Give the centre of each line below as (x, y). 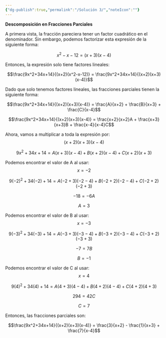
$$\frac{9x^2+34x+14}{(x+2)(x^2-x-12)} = (51, 74)
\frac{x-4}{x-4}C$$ (94, 125)
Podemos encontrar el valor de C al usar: (47, 268)
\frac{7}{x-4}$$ (84, 330)
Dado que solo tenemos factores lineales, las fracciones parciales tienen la (82, 89)
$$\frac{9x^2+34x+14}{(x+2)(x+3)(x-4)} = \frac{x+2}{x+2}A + (73, 119)
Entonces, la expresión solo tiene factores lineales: (57, 65)
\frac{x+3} (149, 119)
